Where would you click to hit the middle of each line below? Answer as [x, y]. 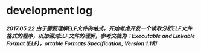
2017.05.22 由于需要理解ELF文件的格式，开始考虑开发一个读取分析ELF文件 [99, 28]
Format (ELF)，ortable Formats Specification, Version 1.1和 [81, 43]
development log [49, 11]
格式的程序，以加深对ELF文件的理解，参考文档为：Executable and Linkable [101, 36]
